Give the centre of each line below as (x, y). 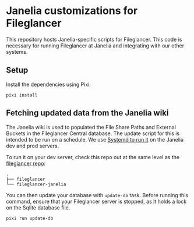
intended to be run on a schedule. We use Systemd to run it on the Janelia (95, 139)
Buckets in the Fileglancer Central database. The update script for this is (93, 133)
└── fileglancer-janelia (36, 184)
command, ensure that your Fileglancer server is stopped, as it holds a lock (96, 201)
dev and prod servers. (33, 146)
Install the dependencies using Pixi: (49, 84)
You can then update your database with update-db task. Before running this (97, 195)
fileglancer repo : (26, 163)
